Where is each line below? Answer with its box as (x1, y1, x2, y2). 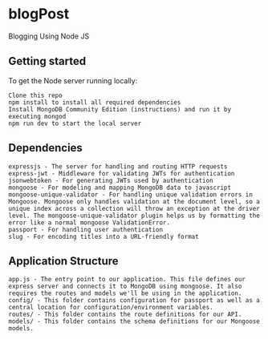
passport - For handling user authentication (8, 225, 163, 233)
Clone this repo (8, 91, 63, 99)
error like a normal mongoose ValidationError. (8, 218, 171, 227)
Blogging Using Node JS (8, 31, 90, 41)
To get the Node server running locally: (8, 75, 138, 85)
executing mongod (8, 112, 67, 120)
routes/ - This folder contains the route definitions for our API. (8, 310, 242, 319)
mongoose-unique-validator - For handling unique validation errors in (8, 190, 253, 199)
